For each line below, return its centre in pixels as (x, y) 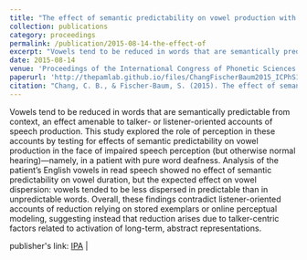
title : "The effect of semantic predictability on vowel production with (153, 18)
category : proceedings (53, 35)
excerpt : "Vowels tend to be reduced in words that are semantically (145, 52)
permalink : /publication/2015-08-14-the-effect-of (108, 43)
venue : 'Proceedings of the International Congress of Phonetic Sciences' (155, 69)
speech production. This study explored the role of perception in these (143, 131)
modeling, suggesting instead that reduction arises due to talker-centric (144, 218)
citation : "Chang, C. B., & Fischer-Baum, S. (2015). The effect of (143, 86)
